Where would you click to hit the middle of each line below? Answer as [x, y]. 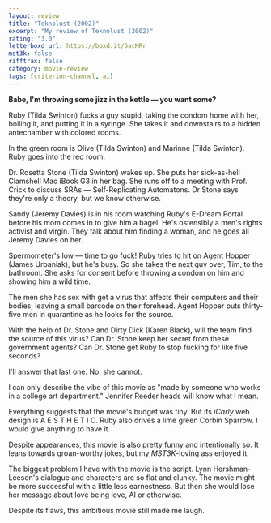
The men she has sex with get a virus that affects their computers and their [133, 297]
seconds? [25, 356]
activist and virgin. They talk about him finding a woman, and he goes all [129, 231]
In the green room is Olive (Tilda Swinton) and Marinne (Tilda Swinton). [127, 148]
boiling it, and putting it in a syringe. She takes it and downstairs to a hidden [135, 123]
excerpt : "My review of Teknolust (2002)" [81, 31]
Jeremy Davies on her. [46, 239]
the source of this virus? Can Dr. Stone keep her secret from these [119, 338]
